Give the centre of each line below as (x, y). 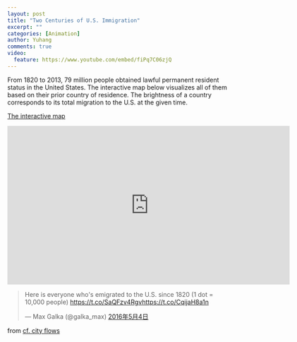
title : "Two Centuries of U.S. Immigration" (74, 20)
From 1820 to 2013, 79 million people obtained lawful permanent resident (113, 80)
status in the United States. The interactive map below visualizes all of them (117, 87)
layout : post (26, 14)
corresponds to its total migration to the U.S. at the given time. (98, 102)
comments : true (30, 47)
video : (17, 54)
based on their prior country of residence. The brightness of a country (109, 94)
